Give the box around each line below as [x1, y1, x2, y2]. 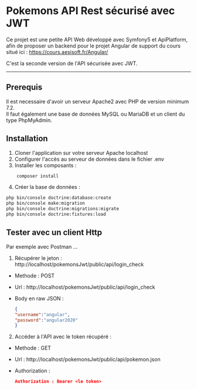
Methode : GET [14, 344, 52, 351]
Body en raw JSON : [14, 295, 64, 302]
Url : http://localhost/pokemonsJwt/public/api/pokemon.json [14, 356, 161, 363]
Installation [6, 134, 48, 144]
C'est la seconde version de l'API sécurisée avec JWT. [6, 60, 138, 67]
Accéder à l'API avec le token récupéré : [14, 333, 111, 340]
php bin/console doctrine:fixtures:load [6, 211, 107, 218]
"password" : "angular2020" [14, 317, 78, 323]
